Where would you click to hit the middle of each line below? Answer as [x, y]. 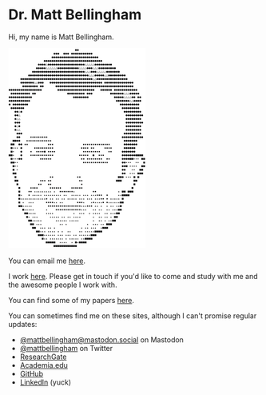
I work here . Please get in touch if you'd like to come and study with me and [133, 276]
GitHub [32, 373]
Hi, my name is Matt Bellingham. [61, 37]
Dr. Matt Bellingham [75, 15]
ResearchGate [43, 357]
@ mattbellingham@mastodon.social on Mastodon [101, 339]
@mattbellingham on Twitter [66, 348]
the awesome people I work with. [63, 285]
